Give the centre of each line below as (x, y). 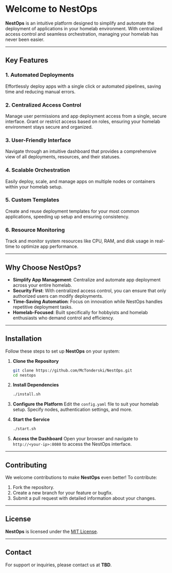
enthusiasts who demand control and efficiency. (63, 318)
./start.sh (24, 429)
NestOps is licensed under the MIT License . (52, 531)
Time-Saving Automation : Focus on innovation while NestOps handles (88, 301)
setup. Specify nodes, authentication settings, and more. (72, 410)
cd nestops (24, 375)
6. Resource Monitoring (35, 230)
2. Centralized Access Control (44, 105)
